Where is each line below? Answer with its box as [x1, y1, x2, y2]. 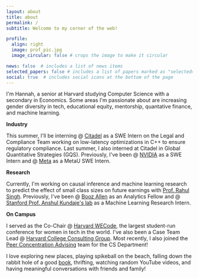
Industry [6, 121, 28, 128]
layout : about [6, 8, 41, 15]
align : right [11, 41, 44, 47]
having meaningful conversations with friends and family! [6, 265, 146, 273]
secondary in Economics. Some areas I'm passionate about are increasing [6, 97, 187, 104]
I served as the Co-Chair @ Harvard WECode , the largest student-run [6, 222, 176, 229]
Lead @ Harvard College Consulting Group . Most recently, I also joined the [6, 235, 188, 242]
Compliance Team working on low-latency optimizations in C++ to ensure [6, 139, 185, 146]
